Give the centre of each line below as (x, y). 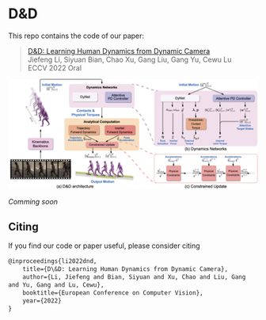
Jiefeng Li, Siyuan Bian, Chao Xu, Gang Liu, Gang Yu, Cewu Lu (129, 59)
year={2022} (42, 301)
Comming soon (33, 202)
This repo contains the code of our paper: (76, 36)
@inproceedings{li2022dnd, (53, 261)
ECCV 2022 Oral (54, 67)
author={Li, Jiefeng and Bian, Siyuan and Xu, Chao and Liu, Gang (134, 277)
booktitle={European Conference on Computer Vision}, (113, 293)
